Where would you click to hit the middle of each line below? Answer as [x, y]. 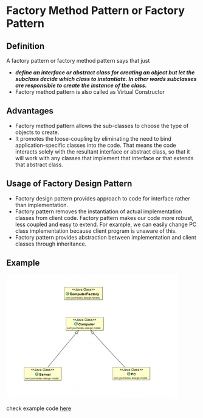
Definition [25, 46]
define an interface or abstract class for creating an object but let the [105, 73]
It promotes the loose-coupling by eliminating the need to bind [93, 138]
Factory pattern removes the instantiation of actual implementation [98, 211]
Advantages [30, 111]
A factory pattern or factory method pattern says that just [78, 61]
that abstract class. [39, 165]
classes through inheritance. [51, 244]
